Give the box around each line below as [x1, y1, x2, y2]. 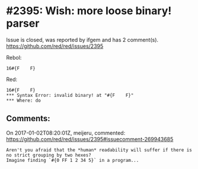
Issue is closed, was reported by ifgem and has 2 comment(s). [6, 36, 159, 43]
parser [6, 17, 40, 30]
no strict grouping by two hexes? [6, 152, 92, 158]
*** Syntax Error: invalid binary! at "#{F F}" [6, 92, 134, 98]
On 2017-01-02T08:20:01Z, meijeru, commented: [6, 129, 126, 136]
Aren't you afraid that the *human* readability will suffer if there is [6, 147, 193, 153]
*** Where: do [6, 97, 41, 103]
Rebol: [6, 54, 22, 61]
